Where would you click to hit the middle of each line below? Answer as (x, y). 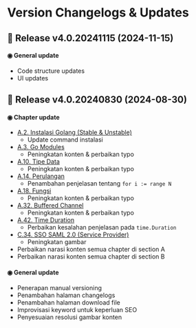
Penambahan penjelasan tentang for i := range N (99, 184)
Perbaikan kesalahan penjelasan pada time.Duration (102, 228)
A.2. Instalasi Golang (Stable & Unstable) (75, 133)
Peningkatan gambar (57, 242)
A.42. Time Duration (45, 220)
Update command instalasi (65, 140)
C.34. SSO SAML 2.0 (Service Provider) (73, 234)
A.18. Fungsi (34, 191)
